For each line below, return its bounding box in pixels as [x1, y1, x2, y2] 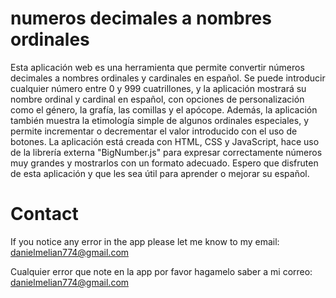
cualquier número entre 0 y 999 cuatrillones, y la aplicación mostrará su [10, 82, 307, 94]
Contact [10, 203, 79, 226]
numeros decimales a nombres [10, 7, 272, 30]
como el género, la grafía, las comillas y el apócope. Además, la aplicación [10, 103, 318, 116]
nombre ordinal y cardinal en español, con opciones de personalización [10, 93, 305, 105]
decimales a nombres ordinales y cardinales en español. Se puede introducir [10, 72, 326, 84]
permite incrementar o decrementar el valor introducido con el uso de [10, 125, 298, 137]
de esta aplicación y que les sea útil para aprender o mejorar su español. [10, 167, 310, 179]
